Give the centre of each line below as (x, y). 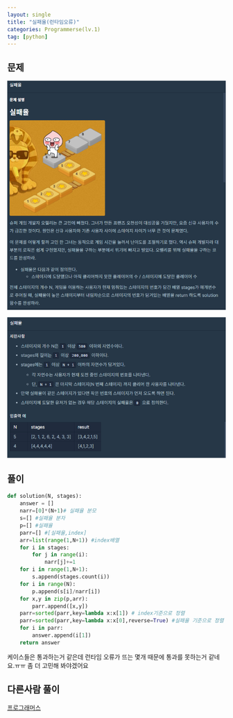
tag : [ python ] (28, 37)
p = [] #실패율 (36, 525)
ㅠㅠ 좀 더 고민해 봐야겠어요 (51, 665)
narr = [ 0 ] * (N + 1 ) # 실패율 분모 (58, 511)
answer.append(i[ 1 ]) (62, 635)
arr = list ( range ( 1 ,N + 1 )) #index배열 (70, 540)
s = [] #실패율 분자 (43, 518)
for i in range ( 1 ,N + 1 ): (54, 569)
